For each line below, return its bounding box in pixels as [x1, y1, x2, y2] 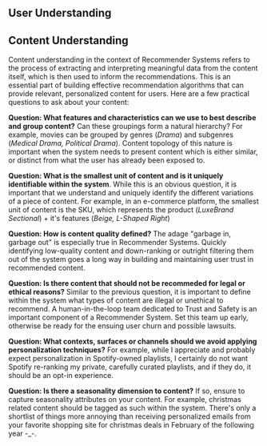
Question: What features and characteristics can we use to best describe [8, 113, 257, 123]
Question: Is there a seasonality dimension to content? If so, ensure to [8, 386, 245, 396]
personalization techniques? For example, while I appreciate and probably [8, 345, 256, 355]
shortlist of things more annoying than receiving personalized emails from [8, 412, 252, 421]
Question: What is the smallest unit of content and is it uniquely [8, 171, 224, 181]
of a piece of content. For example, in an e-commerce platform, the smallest [8, 196, 259, 207]
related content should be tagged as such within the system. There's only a [8, 404, 257, 413]
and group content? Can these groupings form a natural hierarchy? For [8, 122, 243, 131]
